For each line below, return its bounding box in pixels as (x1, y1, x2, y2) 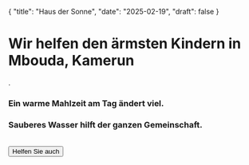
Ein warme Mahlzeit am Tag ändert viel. (8, 97, 164, 108)
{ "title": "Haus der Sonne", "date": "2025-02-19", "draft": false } (8, 7, 219, 16)
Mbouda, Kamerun (8, 52, 135, 70)
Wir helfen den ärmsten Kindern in (8, 35, 242, 53)
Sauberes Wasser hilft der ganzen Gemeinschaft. (8, 119, 203, 130)
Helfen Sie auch (12, 147, 60, 156)
